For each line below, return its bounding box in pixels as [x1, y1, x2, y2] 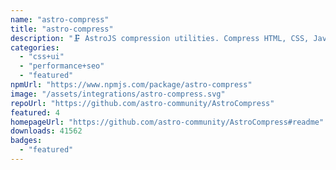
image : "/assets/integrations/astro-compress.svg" [10, 89, 226, 99]
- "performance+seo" [19, 61, 105, 71]
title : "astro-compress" [10, 24, 114, 34]
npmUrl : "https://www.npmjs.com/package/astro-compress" [10, 80, 253, 90]
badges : [10, 136, 43, 146]
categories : [10, 42, 60, 53]
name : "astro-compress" [10, 14, 110, 25]
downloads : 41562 [10, 126, 83, 136]
